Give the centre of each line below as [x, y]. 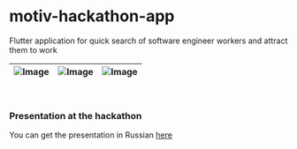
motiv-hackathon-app [92, 16]
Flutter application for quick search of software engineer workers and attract [148, 41]
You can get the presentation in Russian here [91, 135]
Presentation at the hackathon [76, 115]
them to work [33, 49]
